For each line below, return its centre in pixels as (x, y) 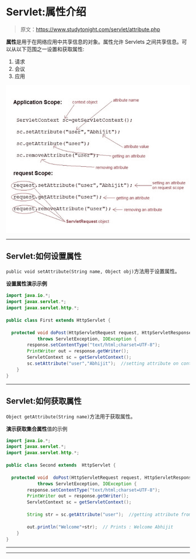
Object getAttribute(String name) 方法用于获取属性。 (71, 416)
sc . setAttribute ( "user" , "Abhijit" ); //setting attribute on (103, 363)
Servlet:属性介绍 (46, 12)
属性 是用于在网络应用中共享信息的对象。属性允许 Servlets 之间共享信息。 (94, 42)
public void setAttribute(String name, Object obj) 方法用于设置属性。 (93, 271)
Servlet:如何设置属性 (44, 256)
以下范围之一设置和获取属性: (50, 49)
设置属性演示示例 (27, 284)
